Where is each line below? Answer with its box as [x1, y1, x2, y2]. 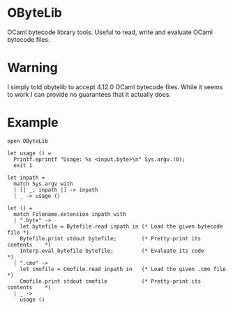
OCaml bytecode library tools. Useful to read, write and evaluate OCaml [7, 28, 213, 36]
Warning [7, 60, 58, 76]
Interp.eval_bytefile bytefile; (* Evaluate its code [20, 247, 204, 254]
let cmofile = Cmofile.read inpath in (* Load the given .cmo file [20, 265, 227, 272]
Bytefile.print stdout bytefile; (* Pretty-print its [20, 235, 201, 242]
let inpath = [7, 174, 45, 181]
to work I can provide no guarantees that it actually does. [7, 90, 171, 98]
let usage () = [7, 150, 52, 157]
